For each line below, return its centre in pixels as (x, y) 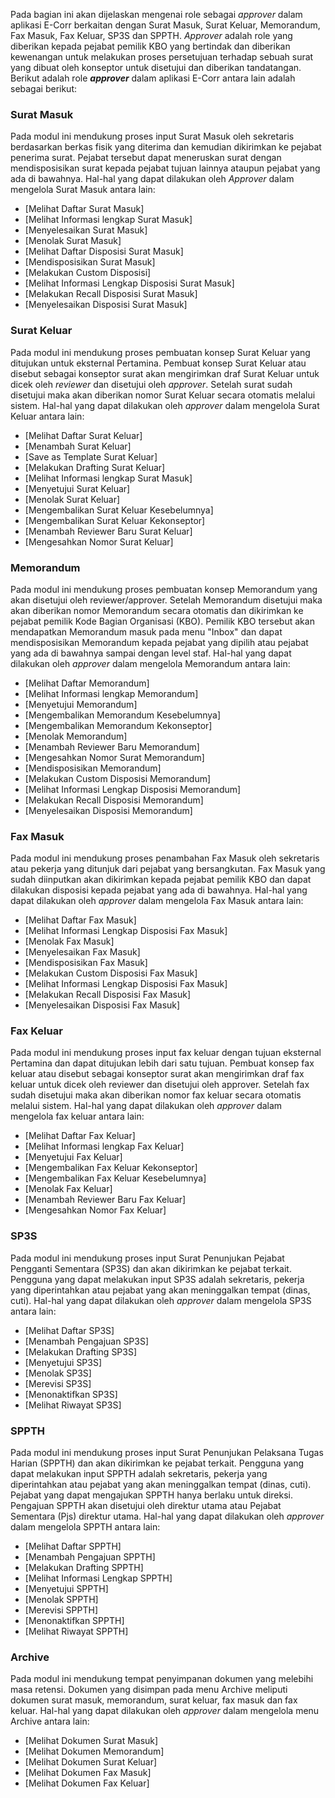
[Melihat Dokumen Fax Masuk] (88, 1773)
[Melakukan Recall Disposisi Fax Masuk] (108, 995)
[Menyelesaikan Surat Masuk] (86, 230)
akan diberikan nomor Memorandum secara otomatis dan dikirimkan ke (157, 610)
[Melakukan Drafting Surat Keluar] (95, 467)
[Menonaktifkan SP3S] (71, 1394)
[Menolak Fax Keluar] (68, 1189)
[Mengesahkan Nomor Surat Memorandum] (114, 757)
